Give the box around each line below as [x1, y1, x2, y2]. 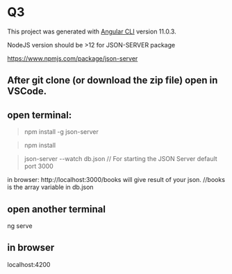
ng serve [7, 221, 33, 230]
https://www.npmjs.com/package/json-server [7, 54, 138, 63]
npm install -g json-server [24, 128, 99, 136]
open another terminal [7, 203, 106, 215]
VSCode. [7, 85, 47, 98]
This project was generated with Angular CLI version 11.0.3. [7, 27, 176, 36]
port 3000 [24, 162, 53, 171]
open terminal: [7, 109, 72, 121]
